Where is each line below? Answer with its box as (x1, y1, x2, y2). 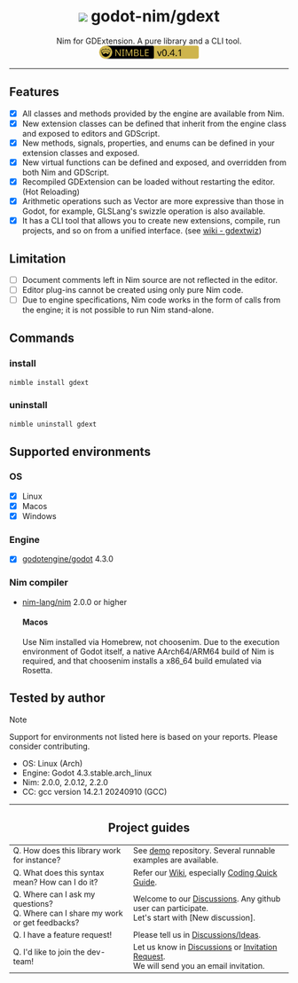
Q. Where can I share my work (12, 908, 123, 918)
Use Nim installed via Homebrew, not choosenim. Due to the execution (21, 636, 280, 647)
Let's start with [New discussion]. (132, 912, 255, 924)
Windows (21, 510, 57, 521)
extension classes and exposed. (21, 147, 140, 158)
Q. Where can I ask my (12, 889, 96, 900)
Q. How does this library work (12, 845, 122, 856)
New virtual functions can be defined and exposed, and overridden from (21, 157, 286, 168)
